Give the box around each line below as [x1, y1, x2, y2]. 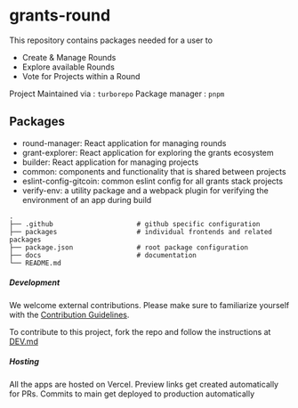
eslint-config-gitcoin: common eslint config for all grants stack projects [21, 175, 283, 186]
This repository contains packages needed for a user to [9, 35, 213, 45]
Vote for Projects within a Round [21, 70, 141, 81]
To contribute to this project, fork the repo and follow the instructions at [9, 326, 271, 337]
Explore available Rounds [21, 61, 116, 72]
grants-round [9, 5, 111, 26]
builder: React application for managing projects [21, 157, 199, 167]
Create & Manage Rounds [21, 52, 117, 62]
